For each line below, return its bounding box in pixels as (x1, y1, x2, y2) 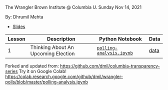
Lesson (7, 35, 26, 42)
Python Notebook (99, 35, 142, 42)
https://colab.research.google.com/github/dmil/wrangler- (5, 73, 123, 79)
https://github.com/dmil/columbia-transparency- (59, 63, 160, 69)
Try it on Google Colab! (18, 68, 66, 74)
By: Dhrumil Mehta (5, 14, 43, 19)
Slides (12, 23, 25, 29)
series (5, 68, 18, 74)
